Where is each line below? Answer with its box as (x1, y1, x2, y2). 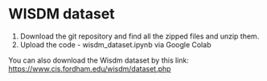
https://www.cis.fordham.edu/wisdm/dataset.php (8, 63, 171, 73)
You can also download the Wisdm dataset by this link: (8, 55, 189, 65)
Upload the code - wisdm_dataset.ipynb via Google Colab (19, 39, 212, 49)
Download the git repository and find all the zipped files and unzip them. (19, 31, 260, 41)
